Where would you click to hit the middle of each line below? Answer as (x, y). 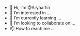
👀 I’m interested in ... (30, 13)
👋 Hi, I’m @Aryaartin (30, 8)
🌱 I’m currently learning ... (35, 18)
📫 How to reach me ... (32, 28)
